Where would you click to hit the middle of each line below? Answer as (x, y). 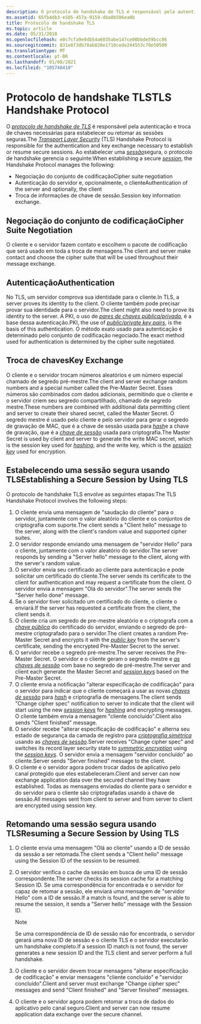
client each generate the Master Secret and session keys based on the (102, 671)
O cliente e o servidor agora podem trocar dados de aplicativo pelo (98, 767)
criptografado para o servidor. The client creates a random (105, 633)
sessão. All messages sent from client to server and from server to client (103, 799)
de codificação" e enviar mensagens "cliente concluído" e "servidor (99, 977)
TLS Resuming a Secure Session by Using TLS (93, 834)
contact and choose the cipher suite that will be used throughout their (92, 257)
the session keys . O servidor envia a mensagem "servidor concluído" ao (104, 754)
